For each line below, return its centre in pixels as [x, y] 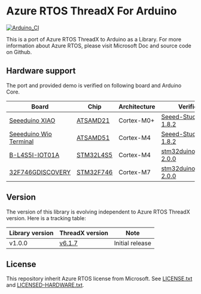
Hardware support [41, 71]
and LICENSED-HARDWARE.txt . [45, 285]
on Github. [19, 52]
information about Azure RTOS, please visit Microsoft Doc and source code [99, 46]
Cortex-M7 [135, 172]
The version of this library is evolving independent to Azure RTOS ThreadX [98, 212]
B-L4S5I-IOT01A [34, 155]
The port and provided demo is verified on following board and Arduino [94, 85]
